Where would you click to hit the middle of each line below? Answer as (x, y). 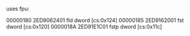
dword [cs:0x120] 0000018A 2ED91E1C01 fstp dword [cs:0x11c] (84, 27)
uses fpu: (18, 9)
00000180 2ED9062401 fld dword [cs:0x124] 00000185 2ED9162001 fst (95, 20)
